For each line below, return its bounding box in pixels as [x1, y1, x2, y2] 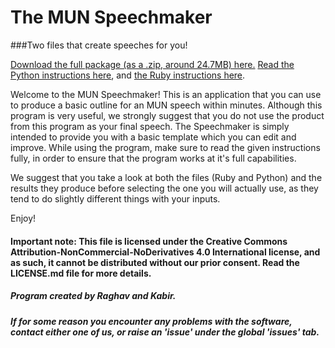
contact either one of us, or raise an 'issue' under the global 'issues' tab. [10, 326, 320, 338]
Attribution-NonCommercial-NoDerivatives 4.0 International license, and [10, 246, 321, 258]
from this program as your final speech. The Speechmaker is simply [10, 120, 290, 132]
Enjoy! [10, 212, 37, 224]
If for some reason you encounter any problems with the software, [10, 315, 293, 327]
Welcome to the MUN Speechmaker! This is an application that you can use [10, 88, 322, 100]
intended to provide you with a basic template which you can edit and [10, 131, 297, 143]
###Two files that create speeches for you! [10, 39, 188, 51]
